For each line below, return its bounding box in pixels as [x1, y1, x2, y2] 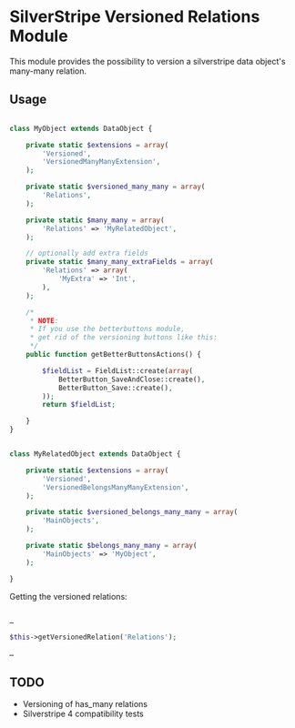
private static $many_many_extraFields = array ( [25, 258, 214, 267]
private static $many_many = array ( [25, 216, 166, 225]
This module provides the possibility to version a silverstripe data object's [9, 56, 286, 66]
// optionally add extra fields [25, 248, 148, 258]
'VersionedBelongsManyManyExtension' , [42, 482, 189, 492]
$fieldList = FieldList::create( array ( [42, 366, 194, 375]
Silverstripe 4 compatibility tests [22, 708, 144, 719]
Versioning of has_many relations [22, 698, 148, 709]
